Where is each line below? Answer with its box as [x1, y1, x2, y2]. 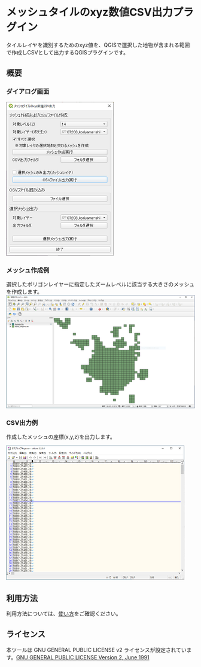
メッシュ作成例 [6, 266, 50, 274]
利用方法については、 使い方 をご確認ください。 [6, 610, 121, 617]
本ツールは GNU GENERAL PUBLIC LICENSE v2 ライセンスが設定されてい [6, 646, 187, 653]
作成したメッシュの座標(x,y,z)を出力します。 [6, 433, 115, 440]
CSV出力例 [6, 418, 38, 427]
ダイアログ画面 [6, 87, 50, 96]
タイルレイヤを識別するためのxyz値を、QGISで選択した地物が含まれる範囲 [6, 41, 190, 48]
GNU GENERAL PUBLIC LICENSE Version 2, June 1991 [16, 653, 150, 661]
